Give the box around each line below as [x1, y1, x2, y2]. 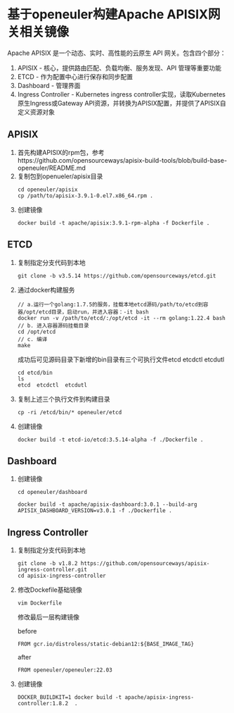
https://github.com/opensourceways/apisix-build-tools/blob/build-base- [17, 156, 227, 164]
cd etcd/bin [17, 369, 53, 376]
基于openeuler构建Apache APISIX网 [7, 6, 221, 23]
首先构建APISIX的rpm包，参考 [17, 148, 105, 156]
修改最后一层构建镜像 [17, 613, 79, 621]
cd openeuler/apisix [17, 186, 78, 193]
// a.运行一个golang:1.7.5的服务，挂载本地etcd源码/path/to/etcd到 [17, 301, 204, 308]
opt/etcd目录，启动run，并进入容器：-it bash [25, 308, 149, 316]
